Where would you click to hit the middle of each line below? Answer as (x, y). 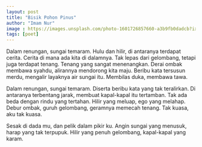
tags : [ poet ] (23, 34)
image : (16, 29)
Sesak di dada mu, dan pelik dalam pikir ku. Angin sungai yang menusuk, (96, 126)
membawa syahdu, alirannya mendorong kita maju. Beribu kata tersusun (96, 70)
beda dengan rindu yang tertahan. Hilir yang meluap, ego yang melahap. (96, 102)
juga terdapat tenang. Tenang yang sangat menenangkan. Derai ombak (94, 64)
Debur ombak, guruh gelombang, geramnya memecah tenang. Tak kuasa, (98, 108)
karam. (15, 139)
